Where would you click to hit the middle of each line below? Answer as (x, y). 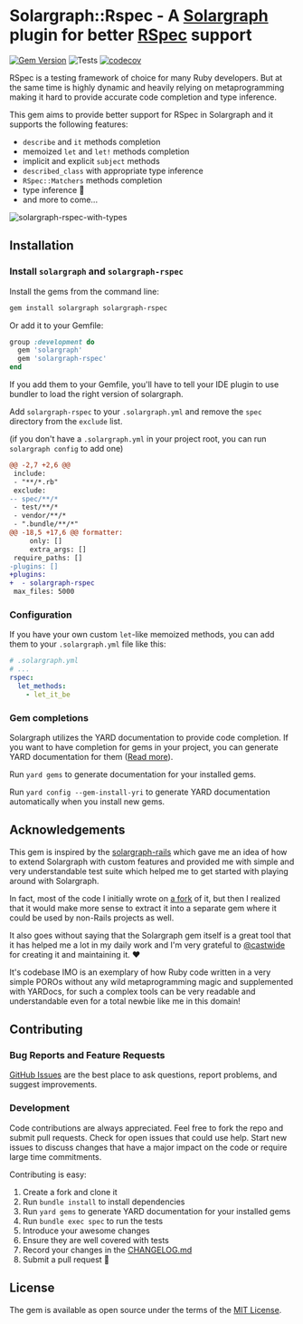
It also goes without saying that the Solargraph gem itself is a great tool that (150, 935)
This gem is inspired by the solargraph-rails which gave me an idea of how (148, 852)
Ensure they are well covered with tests (95, 1240)
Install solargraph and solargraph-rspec (96, 271)
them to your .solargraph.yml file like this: (88, 644)
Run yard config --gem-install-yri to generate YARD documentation (140, 792)
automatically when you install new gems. (87, 801)
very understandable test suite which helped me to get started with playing (149, 871)
